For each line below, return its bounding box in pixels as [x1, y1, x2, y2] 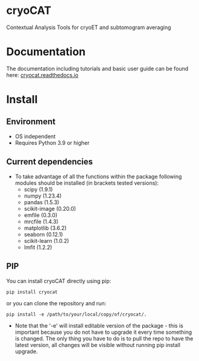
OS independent [14, 133, 56, 140]
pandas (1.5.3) [24, 198, 60, 206]
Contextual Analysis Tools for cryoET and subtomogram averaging [6, 24, 171, 31]
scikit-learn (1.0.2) [24, 237, 69, 244]
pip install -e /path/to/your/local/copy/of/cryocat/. [6, 311, 147, 317]
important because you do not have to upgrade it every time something [14, 328, 192, 336]
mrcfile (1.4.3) [24, 217, 58, 225]
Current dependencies [6, 157, 93, 167]
